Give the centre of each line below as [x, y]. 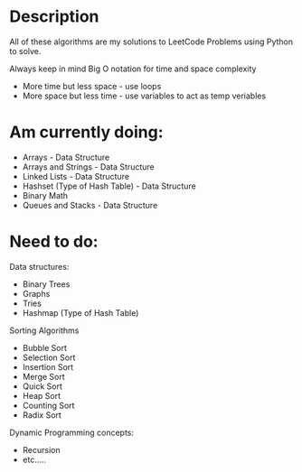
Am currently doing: [87, 132]
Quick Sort [42, 386]
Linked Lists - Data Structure [75, 176]
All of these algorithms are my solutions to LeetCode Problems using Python [151, 42]
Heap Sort [42, 395]
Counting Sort [48, 405]
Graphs [36, 293]
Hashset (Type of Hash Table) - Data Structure [109, 186]
